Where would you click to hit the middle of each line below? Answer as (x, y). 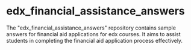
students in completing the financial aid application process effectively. (94, 40)
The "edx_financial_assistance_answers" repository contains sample (91, 28)
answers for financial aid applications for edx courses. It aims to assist (93, 34)
